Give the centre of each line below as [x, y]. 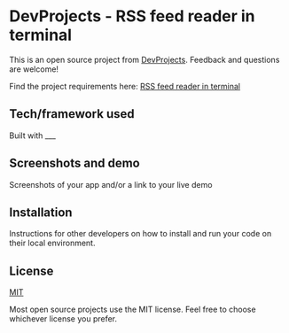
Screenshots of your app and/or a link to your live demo [111, 184]
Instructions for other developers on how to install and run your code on [141, 234]
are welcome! [34, 69]
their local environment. [52, 243]
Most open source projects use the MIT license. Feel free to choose [133, 310]
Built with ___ [32, 136]
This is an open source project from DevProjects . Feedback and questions [144, 59]
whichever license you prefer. [63, 319]
